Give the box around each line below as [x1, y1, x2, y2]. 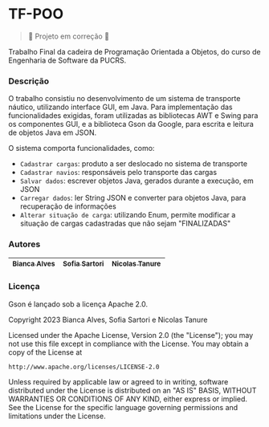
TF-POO [8, 5, 64, 23]
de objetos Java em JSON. [8, 128, 97, 137]
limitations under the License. [8, 411, 106, 421]
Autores [8, 238, 41, 250]
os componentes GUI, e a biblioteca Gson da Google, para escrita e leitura [8, 120, 255, 129]
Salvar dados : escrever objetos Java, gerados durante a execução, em [19, 176, 255, 185]
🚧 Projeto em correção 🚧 [27, 31, 110, 41]
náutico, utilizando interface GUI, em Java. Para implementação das [8, 102, 233, 112]
